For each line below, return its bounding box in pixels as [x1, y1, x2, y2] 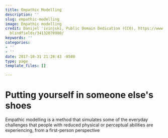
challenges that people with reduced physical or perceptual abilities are [5, 122, 153, 128]
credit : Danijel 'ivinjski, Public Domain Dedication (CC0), [5, 26, 136, 31]
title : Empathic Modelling [5, 7, 62, 13]
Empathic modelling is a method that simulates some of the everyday [5, 116, 148, 123]
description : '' [5, 12, 39, 17]
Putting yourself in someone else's [5, 89, 153, 101]
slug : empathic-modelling [5, 17, 59, 22]
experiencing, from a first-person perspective [5, 127, 100, 133]
